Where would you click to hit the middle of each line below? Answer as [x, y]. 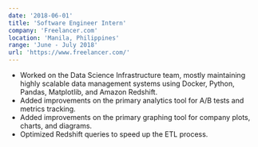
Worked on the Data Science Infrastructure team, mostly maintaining [133, 75]
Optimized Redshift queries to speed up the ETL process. [114, 134]
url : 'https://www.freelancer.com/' [69, 52]
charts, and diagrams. [56, 126]
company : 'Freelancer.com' [53, 30]
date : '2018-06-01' [41, 15]
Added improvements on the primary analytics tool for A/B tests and [132, 101]
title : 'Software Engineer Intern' [67, 23]
